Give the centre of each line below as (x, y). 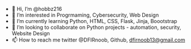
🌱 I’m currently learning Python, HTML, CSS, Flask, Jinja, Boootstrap (94, 21)
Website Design (31, 33)
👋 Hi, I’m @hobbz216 (37, 9)
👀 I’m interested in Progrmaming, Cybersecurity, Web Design (85, 15)
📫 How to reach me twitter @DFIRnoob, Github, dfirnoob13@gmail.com (98, 40)
